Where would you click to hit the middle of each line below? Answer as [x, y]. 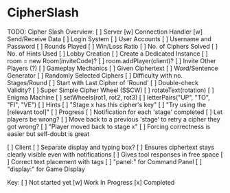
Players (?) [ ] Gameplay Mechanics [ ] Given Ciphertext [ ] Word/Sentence [113, 68]
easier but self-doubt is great [48, 134]
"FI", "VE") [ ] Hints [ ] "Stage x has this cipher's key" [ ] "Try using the [107, 104]
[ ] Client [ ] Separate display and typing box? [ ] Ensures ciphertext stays [111, 147]
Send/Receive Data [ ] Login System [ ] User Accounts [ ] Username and [109, 38]
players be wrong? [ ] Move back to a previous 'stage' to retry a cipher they [114, 119]
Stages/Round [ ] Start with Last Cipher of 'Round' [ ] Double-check [103, 82]
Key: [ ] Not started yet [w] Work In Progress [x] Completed [91, 182]
